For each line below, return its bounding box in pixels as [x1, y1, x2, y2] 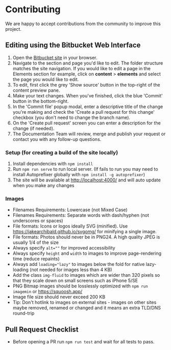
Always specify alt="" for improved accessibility [12, 245, 116, 251]
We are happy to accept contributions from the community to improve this [5, 20, 161, 27]
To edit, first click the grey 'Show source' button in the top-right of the [12, 81, 160, 88]
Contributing [5, 4, 61, 15]
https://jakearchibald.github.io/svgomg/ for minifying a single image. [12, 229, 157, 235]
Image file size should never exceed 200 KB [12, 294, 106, 300]
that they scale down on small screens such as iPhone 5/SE [12, 278, 138, 284]
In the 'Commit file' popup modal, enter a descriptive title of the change [12, 104, 163, 110]
